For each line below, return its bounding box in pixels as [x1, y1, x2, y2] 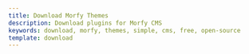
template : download [8, 33, 73, 42]
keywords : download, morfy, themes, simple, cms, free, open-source [8, 26, 241, 34]
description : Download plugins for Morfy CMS [8, 19, 162, 27]
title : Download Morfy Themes [8, 11, 109, 20]
